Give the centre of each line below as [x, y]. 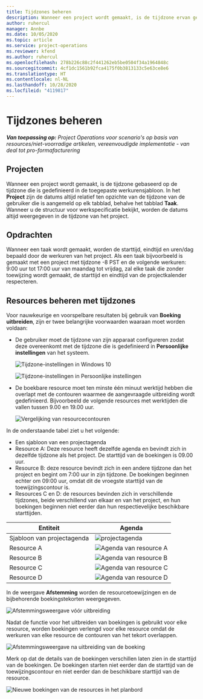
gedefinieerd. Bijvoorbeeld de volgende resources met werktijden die [101, 401]
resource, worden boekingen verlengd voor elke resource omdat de [90, 629]
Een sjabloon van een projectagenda [61, 442]
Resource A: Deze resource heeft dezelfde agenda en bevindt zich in [101, 449]
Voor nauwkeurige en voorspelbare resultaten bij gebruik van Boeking [94, 315]
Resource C [26, 568]
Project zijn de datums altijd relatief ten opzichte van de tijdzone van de [96, 197]
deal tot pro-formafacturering [43, 150]
